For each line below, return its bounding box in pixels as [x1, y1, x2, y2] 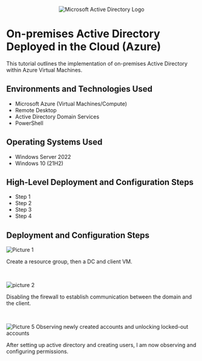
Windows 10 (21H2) [15, 160, 64, 167]
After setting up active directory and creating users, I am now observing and [6, 342, 197, 349]
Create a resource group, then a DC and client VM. [6, 258, 133, 265]
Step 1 [15, 193, 31, 200]
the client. [6, 300, 31, 307]
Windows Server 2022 [15, 153, 71, 160]
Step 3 [15, 206, 32, 214]
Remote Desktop [15, 106, 57, 113]
